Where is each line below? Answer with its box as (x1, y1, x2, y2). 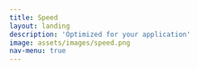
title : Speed (9, 13, 58, 22)
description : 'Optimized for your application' (9, 30, 192, 39)
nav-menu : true (9, 47, 67, 56)
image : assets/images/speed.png (9, 38, 130, 47)
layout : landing (9, 22, 70, 30)
